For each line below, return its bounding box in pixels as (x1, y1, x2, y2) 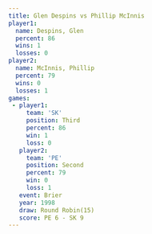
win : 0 (26, 176, 48, 185)
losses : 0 (15, 49, 48, 57)
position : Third (26, 117, 81, 125)
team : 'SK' (26, 109, 62, 117)
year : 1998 (18, 199, 56, 207)
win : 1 (26, 131, 48, 139)
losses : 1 (15, 86, 48, 95)
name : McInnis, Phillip (15, 64, 94, 72)
